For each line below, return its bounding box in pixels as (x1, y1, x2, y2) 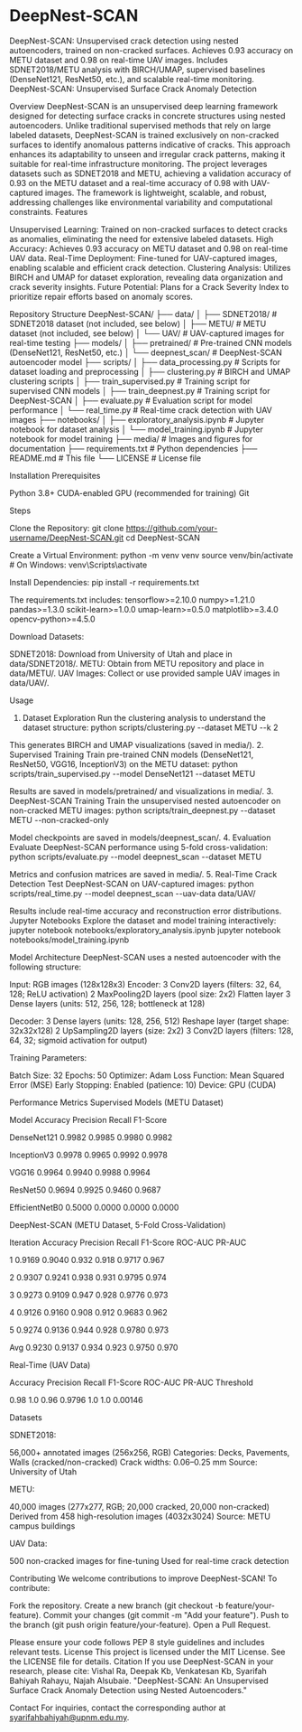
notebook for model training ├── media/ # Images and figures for (9, 433, 253, 444)
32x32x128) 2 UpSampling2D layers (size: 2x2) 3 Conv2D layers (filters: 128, (9, 1025, 294, 1035)
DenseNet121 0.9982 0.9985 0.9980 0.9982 (9, 1131, 173, 1143)
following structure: (9, 961, 82, 972)
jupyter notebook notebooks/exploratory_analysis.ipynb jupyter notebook (9, 924, 281, 935)
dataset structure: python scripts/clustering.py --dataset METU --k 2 (22, 722, 279, 733)
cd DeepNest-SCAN (125, 532, 200, 543)
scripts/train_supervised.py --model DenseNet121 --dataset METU (9, 768, 256, 779)
